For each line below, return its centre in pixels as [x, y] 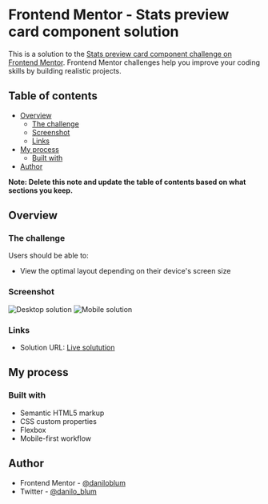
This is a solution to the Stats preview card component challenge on [120, 54]
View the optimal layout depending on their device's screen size [125, 271]
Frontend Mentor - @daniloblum [73, 482]
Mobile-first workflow [56, 438]
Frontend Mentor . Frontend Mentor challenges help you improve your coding [134, 62]
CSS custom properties [58, 421]
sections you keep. [41, 190]
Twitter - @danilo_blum [58, 491]
